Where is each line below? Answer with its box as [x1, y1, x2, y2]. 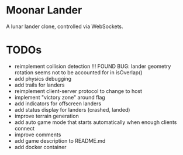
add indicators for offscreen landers [14, 100, 101, 107]
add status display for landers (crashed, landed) [14, 106, 130, 113]
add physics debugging [14, 75, 72, 82]
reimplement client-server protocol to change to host [14, 87, 142, 94]
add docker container [14, 143, 67, 150]
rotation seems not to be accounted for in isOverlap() [14, 68, 143, 76]
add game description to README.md [14, 137, 106, 144]
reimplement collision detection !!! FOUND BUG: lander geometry [14, 63, 171, 70]
